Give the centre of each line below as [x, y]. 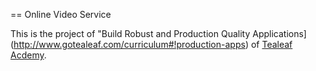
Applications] [279, 33]
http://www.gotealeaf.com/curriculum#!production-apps [129, 44]
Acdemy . [28, 55]
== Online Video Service [61, 14]
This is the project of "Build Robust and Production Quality [130, 33]
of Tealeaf [271, 44]
